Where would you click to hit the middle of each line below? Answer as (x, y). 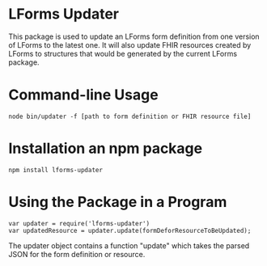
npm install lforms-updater (56, 170)
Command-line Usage (84, 95)
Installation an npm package (106, 148)
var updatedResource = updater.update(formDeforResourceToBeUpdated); (130, 230)
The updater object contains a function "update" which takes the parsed (129, 245)
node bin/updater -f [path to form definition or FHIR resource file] (130, 116)
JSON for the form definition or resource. (77, 254)
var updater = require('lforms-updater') (79, 223)
